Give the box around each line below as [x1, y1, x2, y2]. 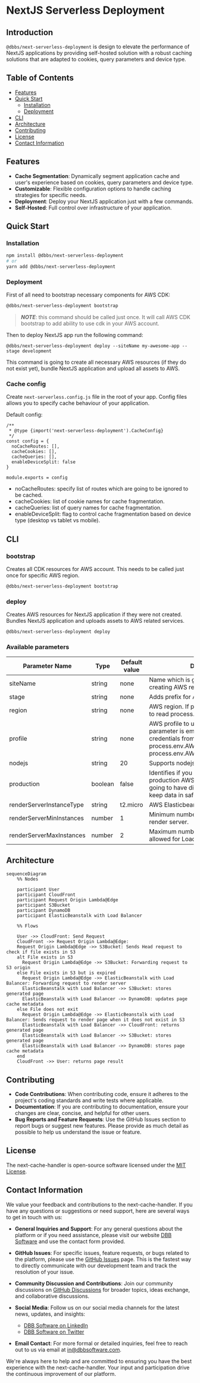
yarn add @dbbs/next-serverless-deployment [6, 264, 116, 270]
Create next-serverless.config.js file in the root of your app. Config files [6, 394, 187, 401]
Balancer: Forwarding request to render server [6, 981, 127, 986]
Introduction [6, 27, 54, 38]
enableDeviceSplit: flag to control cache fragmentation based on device [14, 510, 192, 518]
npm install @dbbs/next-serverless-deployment [6, 252, 124, 259]
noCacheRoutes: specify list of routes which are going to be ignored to [14, 485, 189, 492]
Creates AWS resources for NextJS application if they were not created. [6, 611, 183, 618]
